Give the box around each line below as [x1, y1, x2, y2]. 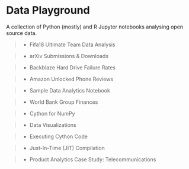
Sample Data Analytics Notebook [29, 87, 111, 94]
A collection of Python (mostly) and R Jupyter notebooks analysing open [6, 23, 184, 30]
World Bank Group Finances [29, 98, 98, 106]
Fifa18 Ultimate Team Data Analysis [29, 41, 116, 48]
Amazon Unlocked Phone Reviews [29, 75, 114, 82]
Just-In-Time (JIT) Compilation [29, 144, 105, 151]
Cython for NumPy [29, 110, 75, 117]
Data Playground [6, 4, 90, 17]
